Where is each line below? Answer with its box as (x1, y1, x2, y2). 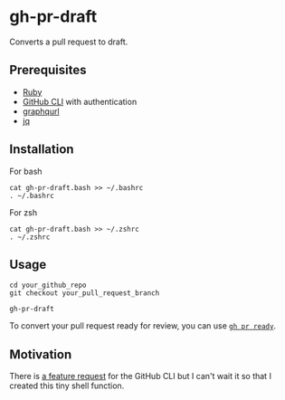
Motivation (9, 347, 72, 362)
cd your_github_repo (9, 281, 88, 290)
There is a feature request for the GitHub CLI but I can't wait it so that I (9, 371, 271, 382)
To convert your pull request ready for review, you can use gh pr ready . (9, 320, 277, 331)
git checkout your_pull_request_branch (9, 289, 160, 298)
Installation (9, 142, 74, 157)
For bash (9, 166, 43, 176)
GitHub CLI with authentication (22, 96, 138, 107)
